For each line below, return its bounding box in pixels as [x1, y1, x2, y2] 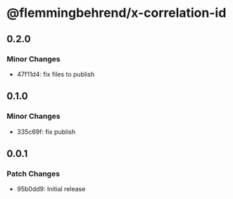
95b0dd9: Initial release [16, 185, 86, 193]
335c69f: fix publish [16, 127, 75, 136]
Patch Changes [6, 169, 61, 179]
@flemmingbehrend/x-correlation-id [6, 5, 227, 21]
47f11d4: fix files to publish [16, 70, 95, 78]
